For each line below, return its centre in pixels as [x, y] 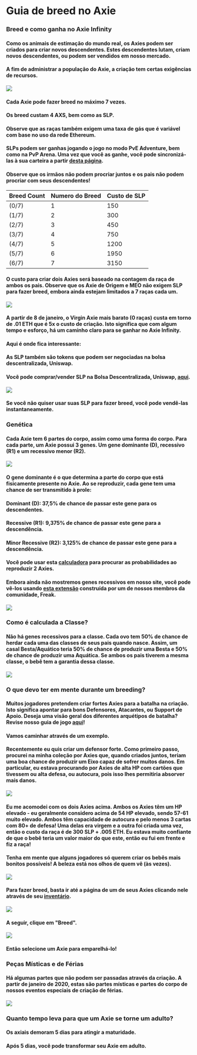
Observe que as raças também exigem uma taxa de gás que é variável [93, 128]
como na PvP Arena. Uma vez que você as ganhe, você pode [81, 155]
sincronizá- [172, 155]
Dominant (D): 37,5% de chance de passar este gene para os [81, 503]
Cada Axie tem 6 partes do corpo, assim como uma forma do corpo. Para [96, 438]
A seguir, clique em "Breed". [42, 923]
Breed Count [27, 196]
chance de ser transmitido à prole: [49, 490]
